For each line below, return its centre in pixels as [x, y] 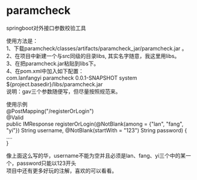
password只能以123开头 [46, 163]
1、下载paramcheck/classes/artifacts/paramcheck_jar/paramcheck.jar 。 [97, 48]
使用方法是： [22, 40]
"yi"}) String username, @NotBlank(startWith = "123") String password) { [97, 130]
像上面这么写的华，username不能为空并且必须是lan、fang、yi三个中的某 [96, 155]
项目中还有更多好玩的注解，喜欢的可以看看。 [62, 170]
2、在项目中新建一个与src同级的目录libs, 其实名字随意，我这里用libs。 [93, 56]
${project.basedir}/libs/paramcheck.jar [55, 84]
